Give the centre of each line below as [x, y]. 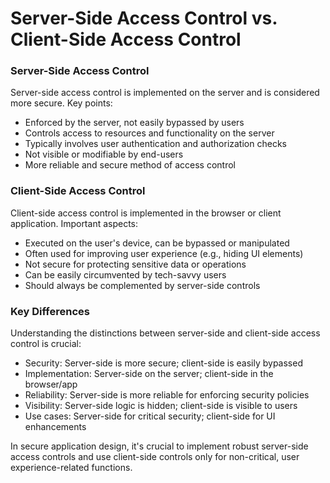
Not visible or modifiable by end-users [104, 154]
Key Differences [50, 311]
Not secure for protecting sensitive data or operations [135, 264]
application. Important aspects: [74, 223]
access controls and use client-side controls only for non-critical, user [155, 457]
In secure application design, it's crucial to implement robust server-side [159, 446]
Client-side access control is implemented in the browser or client [146, 213]
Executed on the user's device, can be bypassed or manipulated [157, 243]
